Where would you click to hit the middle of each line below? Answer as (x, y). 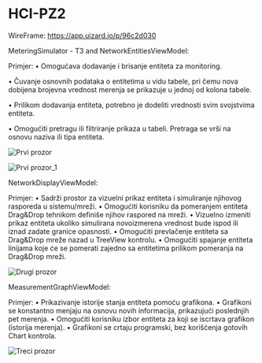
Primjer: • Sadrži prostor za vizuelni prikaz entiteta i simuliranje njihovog (125, 198)
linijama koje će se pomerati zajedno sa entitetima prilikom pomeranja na (126, 248)
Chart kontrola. (32, 335)
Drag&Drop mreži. (37, 256)
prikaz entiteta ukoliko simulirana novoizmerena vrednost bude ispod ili (123, 223)
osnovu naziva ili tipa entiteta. (56, 137)
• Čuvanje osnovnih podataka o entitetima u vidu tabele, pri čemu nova (123, 81)
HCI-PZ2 (37, 14)
